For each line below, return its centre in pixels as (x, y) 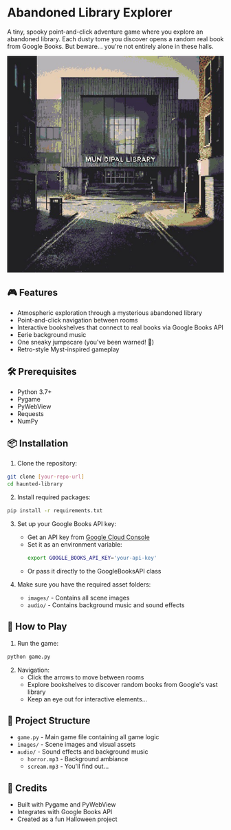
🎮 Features (33, 293)
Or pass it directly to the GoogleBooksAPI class (94, 571)
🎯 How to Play (37, 627)
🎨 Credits (27, 788)
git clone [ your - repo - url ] (46, 477)
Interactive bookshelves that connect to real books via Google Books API (120, 327)
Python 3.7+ (34, 392)
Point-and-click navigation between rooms (77, 320)
